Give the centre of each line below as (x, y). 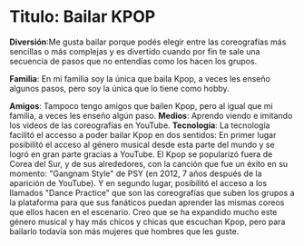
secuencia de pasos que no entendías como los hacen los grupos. (133, 61)
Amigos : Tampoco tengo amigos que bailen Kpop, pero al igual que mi (142, 105)
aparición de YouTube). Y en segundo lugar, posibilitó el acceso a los (138, 182)
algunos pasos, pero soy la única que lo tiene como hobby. (119, 88)
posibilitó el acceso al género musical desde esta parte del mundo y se (142, 144)
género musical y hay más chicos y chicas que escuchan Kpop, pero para (147, 221)
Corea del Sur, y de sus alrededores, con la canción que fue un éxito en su (149, 163)
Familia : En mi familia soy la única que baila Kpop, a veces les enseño (140, 78)
